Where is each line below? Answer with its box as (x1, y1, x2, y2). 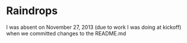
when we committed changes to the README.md (6, 29, 126, 37)
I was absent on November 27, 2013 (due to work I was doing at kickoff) (6, 24, 182, 31)
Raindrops (6, 4, 58, 18)
